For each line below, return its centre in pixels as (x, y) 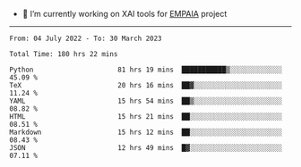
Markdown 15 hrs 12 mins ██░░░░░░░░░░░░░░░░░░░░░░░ (146, 132)
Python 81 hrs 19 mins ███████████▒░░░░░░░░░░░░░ (146, 70)
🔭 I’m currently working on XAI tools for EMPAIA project (125, 14)
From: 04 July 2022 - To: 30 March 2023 (86, 38)
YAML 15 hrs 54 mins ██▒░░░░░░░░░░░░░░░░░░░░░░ (146, 101)
